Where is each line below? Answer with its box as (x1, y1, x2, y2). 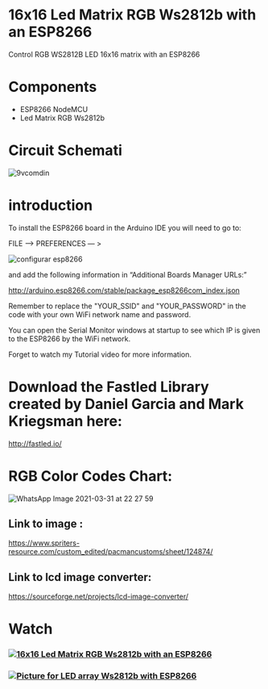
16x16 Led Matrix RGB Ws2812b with (8, 6, 257, 24)
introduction (8, 196, 93, 215)
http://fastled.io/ (8, 438, 62, 449)
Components (8, 78, 97, 96)
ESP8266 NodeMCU (19, 104, 89, 114)
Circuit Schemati (8, 141, 122, 160)
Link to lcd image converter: (8, 570, 152, 584)
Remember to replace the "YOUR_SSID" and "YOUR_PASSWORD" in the (8, 301, 247, 311)
